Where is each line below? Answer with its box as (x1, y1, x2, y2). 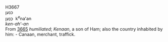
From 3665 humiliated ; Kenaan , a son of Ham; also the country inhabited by (5, 26, 163, 32)
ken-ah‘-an (5, 21, 29, 27)
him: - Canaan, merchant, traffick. (5, 31, 76, 37)
